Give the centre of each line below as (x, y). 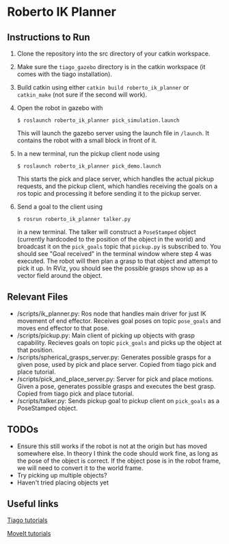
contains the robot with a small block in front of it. (87, 140)
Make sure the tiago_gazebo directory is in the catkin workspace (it (111, 67)
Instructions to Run (49, 37)
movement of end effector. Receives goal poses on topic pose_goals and (119, 321)
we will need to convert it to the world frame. (80, 468)
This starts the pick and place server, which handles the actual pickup (115, 179)
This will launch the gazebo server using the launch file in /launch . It (113, 133)
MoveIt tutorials (29, 534)
